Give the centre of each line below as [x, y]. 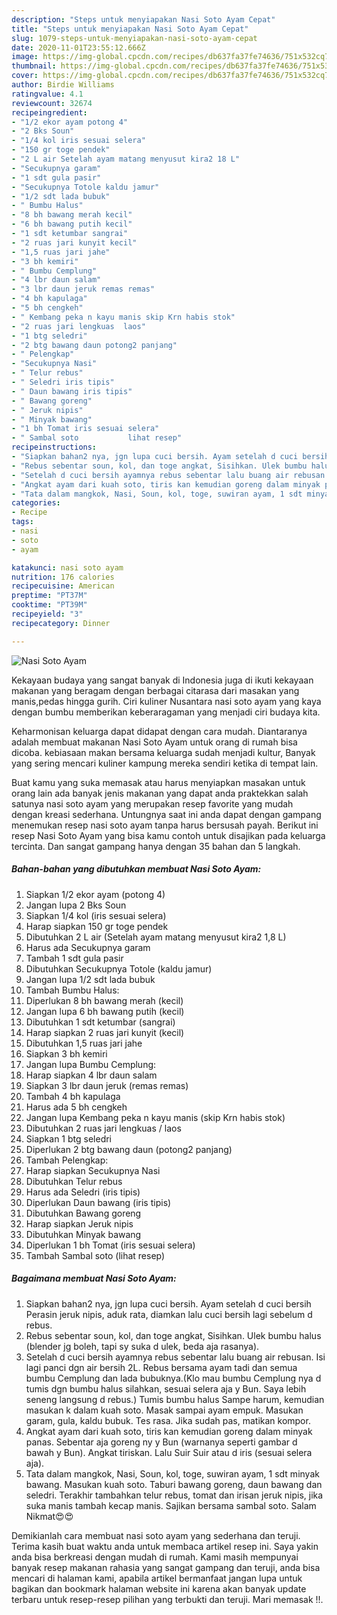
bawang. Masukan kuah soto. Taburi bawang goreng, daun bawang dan [174, 1484]
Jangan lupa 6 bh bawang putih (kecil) [105, 1011]
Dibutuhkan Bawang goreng [83, 1213]
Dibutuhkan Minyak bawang [83, 1234]
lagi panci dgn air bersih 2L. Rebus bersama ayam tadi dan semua [161, 1367]
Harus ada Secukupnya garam [88, 947]
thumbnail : [34, 66]
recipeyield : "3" [47, 614]
